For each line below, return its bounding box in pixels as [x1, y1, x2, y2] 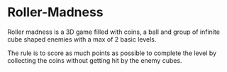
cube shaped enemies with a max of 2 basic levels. [7, 35, 157, 43]
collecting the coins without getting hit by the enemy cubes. [7, 56, 182, 64]
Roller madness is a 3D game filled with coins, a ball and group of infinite [7, 28, 220, 36]
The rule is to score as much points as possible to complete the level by [7, 49, 217, 57]
